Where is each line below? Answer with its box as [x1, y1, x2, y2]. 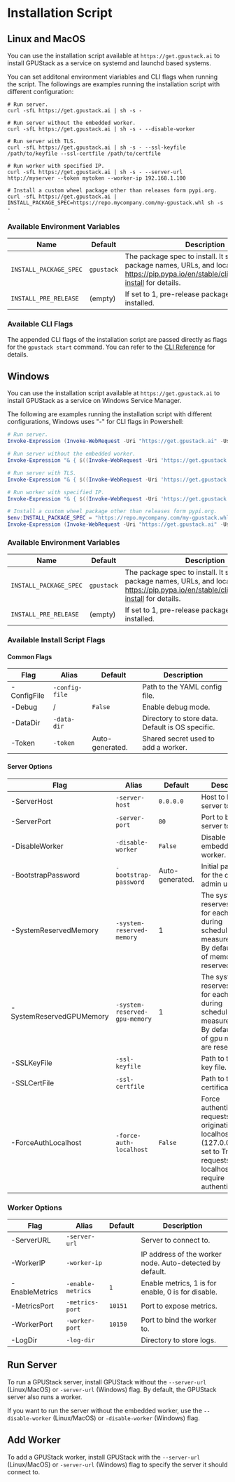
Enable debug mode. [142, 702, 211, 712]
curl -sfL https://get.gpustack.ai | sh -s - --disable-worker [7, 126, 196, 133]
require [201, 1172, 225, 1182]
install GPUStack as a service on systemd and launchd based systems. [7, 59, 212, 67]
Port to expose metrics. [141, 1301, 218, 1311]
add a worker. [142, 743, 187, 753]
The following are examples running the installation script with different [7, 410, 212, 418]
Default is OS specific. [142, 722, 215, 732]
